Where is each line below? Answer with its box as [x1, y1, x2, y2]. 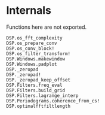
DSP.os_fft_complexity [6, 35, 63, 41]
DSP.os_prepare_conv [6, 40, 58, 46]
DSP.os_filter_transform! [6, 50, 70, 57]
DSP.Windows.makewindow [6, 56, 66, 62]
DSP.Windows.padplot [6, 61, 58, 67]
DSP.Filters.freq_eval [6, 82, 63, 88]
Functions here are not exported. [6, 23, 87, 31]
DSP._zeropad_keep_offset [6, 77, 70, 83]
